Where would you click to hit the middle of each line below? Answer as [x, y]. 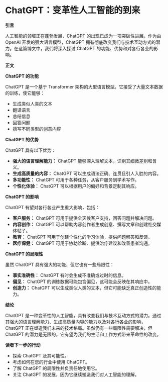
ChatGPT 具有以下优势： [31, 150]
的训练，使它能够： [25, 93]
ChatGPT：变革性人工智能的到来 [73, 10]
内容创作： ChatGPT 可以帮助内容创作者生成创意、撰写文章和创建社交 [85, 224]
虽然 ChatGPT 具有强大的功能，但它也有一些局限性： [60, 264]
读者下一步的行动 [23, 345]
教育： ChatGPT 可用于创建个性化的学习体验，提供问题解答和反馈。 [82, 237]
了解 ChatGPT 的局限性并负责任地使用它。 [56, 368]
